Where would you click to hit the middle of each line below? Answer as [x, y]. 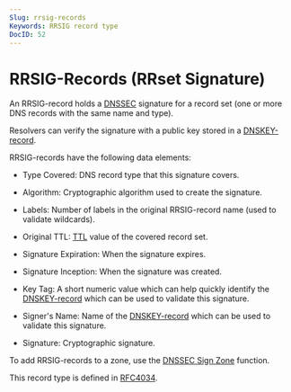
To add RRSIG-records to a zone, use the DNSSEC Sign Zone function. [140, 361]
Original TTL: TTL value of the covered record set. [115, 237]
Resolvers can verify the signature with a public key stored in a [125, 130]
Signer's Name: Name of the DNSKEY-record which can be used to [146, 316]
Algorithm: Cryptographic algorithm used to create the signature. [142, 192]
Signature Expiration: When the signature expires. [114, 254]
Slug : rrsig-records [48, 18]
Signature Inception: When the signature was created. [122, 272]
